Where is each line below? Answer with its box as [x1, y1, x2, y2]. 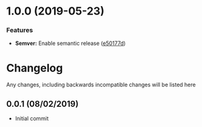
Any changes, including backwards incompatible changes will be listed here [6, 81, 196, 89]
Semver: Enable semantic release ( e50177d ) [15, 39, 126, 47]
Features [6, 26, 33, 35]
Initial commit [15, 115, 49, 122]
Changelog [6, 61, 63, 75]
